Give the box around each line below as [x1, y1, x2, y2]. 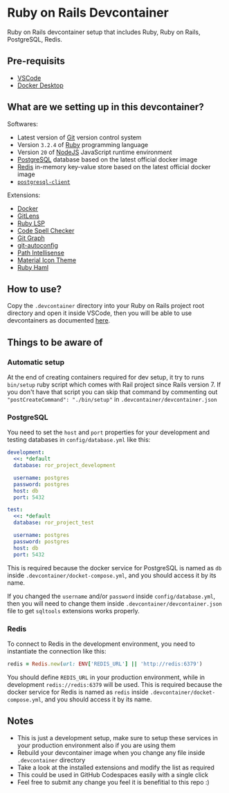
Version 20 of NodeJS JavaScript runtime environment [17, 148, 172, 156]
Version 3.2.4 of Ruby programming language [17, 140, 149, 148]
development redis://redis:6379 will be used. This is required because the [7, 680, 223, 688]
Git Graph [17, 234, 45, 242]
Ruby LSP [17, 219, 46, 227]
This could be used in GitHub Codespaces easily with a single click [17, 770, 209, 778]
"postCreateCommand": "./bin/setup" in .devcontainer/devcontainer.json [7, 395, 217, 404]
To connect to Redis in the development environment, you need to [7, 640, 195, 648]
